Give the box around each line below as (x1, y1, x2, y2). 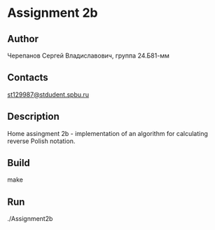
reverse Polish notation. (7, 137, 76, 145)
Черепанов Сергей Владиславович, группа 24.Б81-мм (7, 51, 169, 60)
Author (7, 33, 39, 45)
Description (7, 111, 60, 123)
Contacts (7, 72, 49, 83)
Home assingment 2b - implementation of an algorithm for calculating (7, 129, 209, 137)
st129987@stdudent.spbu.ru (7, 90, 90, 99)
